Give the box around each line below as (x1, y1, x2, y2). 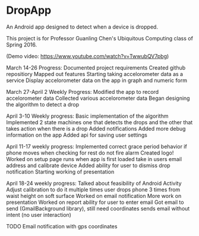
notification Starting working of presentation (6, 168, 115, 175)
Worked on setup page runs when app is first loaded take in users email (6, 155, 182, 162)
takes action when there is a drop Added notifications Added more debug (6, 125, 186, 132)
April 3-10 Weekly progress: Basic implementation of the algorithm (6, 112, 169, 119)
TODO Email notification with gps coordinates (6, 222, 118, 229)
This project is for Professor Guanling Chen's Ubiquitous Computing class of (6, 34, 193, 42)
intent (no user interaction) (6, 211, 71, 218)
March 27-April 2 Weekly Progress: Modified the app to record (6, 88, 159, 95)
